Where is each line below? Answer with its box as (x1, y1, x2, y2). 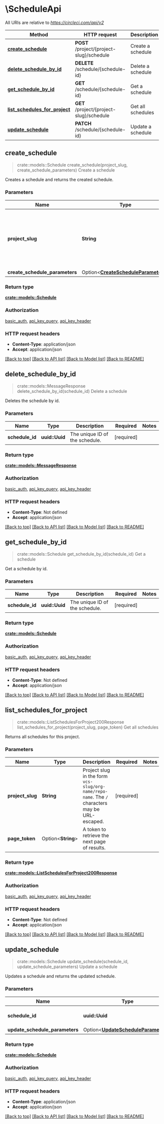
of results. (82, 844, 106, 851)
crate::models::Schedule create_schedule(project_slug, (17, 162, 128, 168)
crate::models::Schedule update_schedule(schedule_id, (17, 958, 129, 964)
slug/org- (82, 784, 106, 790)
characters (82, 800, 108, 807)
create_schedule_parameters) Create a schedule (17, 167, 115, 173)
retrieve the (82, 832, 109, 839)
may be (82, 806, 100, 813)
